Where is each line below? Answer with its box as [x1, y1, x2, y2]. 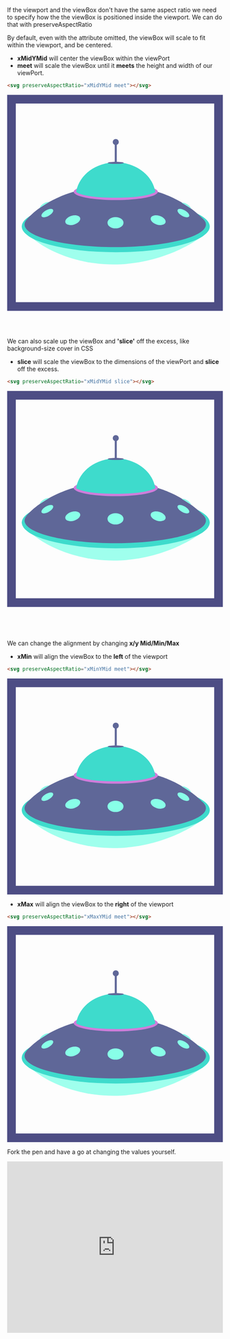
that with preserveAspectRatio [7, 21, 92, 28]
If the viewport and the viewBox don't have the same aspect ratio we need [7, 6, 217, 14]
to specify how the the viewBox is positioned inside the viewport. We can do [7, 13, 222, 21]
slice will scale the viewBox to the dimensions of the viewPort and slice [16, 357, 219, 365]
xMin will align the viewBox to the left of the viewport [16, 652, 168, 660]
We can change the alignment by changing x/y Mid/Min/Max [7, 639, 180, 647]
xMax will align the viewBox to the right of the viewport [16, 900, 174, 908]
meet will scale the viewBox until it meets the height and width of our [16, 62, 213, 69]
